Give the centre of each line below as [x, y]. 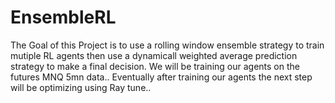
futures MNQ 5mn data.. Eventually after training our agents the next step [161, 77]
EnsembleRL [63, 17]
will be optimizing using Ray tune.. [81, 87]
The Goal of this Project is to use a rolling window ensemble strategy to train [167, 45]
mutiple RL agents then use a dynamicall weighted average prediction [154, 55]
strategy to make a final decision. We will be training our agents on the [155, 66]
